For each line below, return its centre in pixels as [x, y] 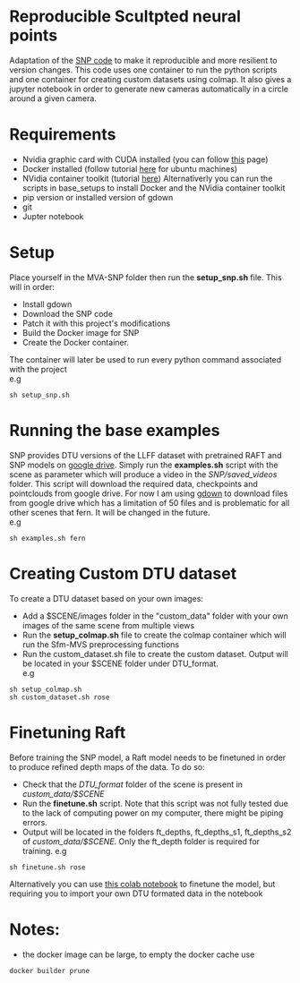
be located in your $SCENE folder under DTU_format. [120, 663]
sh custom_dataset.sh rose [60, 697]
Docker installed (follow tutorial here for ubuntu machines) [130, 168]
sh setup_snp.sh [39, 395]
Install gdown [47, 304]
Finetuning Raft [68, 732]
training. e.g [44, 851]
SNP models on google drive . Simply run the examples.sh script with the [144, 465]
